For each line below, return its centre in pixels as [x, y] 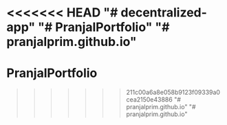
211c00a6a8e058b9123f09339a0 [173, 92]
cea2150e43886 [149, 100]
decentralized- [164, 13]
